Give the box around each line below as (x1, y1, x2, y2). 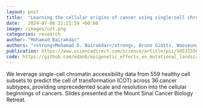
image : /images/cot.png (6, 25, 66, 32)
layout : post (6, 8, 39, 15)
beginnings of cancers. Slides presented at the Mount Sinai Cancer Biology (6, 89, 193, 97)
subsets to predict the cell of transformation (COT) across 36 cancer (6, 77, 177, 84)
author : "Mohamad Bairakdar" (6, 37, 80, 43)
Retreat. (6, 96, 26, 103)
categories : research (6, 31, 61, 37)
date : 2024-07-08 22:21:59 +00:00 (6, 20, 98, 26)
